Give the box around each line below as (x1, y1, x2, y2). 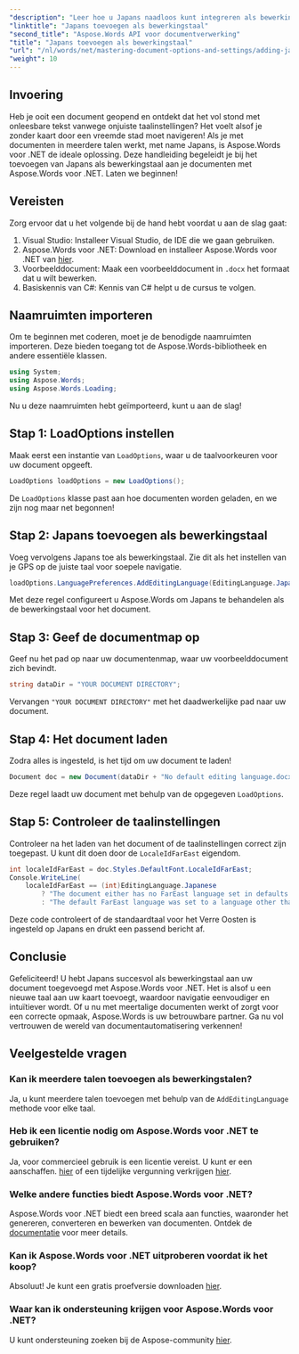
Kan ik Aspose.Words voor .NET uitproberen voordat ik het (9, 1250, 269, 1262)
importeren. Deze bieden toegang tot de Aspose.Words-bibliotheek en (9, 341, 267, 352)
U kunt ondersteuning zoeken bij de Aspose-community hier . (9, 1334, 233, 1345)
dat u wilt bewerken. (21, 273, 98, 283)
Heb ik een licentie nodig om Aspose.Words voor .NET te (9, 1125, 260, 1137)
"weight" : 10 (9, 54, 58, 63)
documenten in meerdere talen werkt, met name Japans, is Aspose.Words (9, 139, 281, 150)
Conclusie (9, 949, 67, 964)
